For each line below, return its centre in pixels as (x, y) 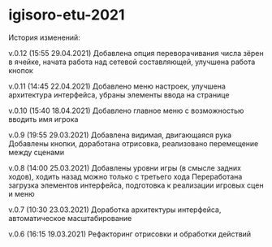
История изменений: (45, 37)
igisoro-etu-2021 (67, 15)
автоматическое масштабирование (70, 218)
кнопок (21, 70)
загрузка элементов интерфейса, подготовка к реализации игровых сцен (136, 185)
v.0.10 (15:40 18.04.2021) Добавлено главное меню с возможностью (126, 110)
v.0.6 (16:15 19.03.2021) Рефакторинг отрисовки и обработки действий (130, 234)
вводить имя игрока (43, 119)
